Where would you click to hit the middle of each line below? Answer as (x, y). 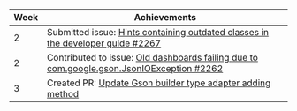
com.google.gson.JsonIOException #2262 (135, 68)
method (63, 94)
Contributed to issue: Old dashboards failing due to (153, 58)
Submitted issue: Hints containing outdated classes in (158, 32)
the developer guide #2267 (104, 43)
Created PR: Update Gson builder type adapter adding (159, 83)
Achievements (165, 17)
